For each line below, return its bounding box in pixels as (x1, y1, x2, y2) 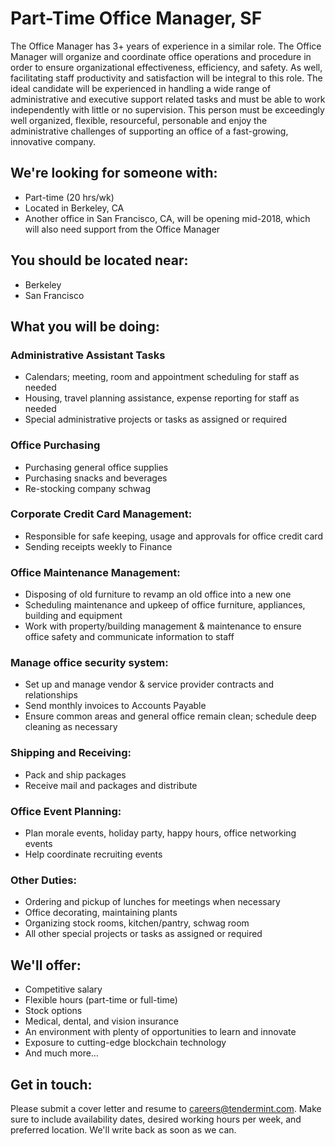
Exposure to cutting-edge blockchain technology (24, 1037, 227, 1049)
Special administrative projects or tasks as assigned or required (24, 413, 288, 426)
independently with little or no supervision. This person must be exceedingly (10, 103, 325, 116)
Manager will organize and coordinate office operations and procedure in (10, 50, 312, 62)
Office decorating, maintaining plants (24, 907, 178, 919)
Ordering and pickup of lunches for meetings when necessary (24, 896, 281, 908)
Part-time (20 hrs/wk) (24, 191, 115, 203)
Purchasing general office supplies (24, 461, 169, 473)
